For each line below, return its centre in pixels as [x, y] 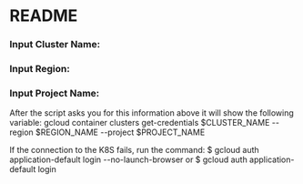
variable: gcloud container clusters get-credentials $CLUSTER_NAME [140, 123]
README [44, 16]
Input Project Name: [55, 93]
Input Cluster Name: [55, 45]
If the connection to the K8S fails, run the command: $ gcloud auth [134, 150]
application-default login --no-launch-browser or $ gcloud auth [128, 159]
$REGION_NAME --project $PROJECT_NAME [120, 132]
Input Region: [40, 69]
